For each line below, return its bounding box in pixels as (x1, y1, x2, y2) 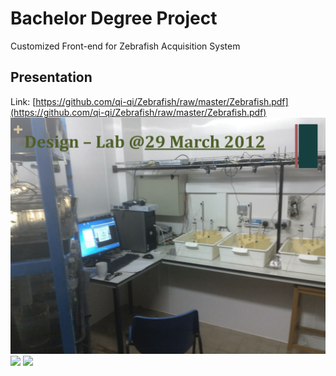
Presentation (10, 69, 93, 86)
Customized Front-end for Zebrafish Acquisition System (10, 40, 241, 52)
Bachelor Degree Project (10, 7, 218, 30)
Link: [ (10, 95, 37, 107)
